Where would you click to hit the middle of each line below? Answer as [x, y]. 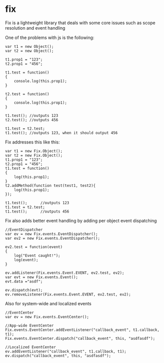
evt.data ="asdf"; [24, 281]
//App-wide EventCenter [30, 326]
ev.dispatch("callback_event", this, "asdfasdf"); [58, 356]
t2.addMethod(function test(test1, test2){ [50, 185]
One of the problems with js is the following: [50, 37]
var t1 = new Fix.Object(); [34, 151]
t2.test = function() [27, 94]
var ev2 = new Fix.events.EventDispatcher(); [52, 238]
